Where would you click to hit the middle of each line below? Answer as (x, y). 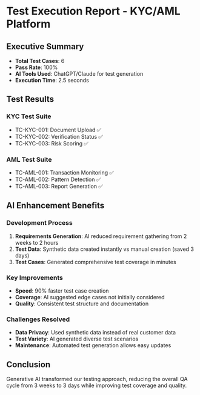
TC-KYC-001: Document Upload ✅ (58, 130)
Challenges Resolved (38, 319)
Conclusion (28, 364)
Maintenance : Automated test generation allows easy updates (93, 345)
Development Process (39, 223)
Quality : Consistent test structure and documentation (82, 304)
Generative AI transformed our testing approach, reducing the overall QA (97, 379)
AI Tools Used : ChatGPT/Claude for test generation (79, 74)
